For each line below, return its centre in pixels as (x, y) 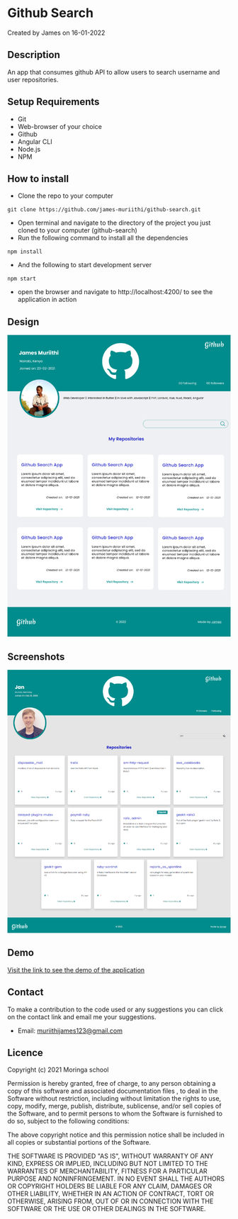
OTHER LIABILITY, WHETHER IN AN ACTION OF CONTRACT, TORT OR (110, 1194)
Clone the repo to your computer (65, 196)
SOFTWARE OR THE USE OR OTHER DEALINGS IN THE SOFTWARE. (107, 1209)
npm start (22, 279)
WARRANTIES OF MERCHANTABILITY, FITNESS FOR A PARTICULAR (107, 1172)
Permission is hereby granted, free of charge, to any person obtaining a (112, 1084)
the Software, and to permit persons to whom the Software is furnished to (115, 1113)
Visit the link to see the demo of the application (76, 970)
